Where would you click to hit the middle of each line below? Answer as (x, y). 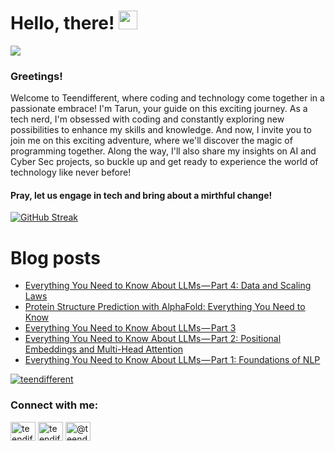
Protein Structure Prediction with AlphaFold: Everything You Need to (165, 307)
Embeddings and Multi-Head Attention (104, 349)
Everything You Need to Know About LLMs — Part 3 (130, 328)
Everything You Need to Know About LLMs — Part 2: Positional (153, 339)
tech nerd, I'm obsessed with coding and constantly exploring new (147, 119)
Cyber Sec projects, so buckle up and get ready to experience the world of (164, 162)
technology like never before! (71, 172)
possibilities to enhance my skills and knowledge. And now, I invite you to (161, 130)
